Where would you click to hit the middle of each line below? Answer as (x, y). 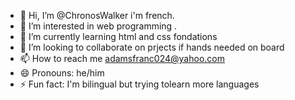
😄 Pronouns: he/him (62, 73)
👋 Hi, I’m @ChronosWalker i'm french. (97, 15)
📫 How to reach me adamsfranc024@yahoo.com (122, 58)
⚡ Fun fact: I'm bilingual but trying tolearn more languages (139, 84)
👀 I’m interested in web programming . (98, 26)
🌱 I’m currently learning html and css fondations (118, 36)
